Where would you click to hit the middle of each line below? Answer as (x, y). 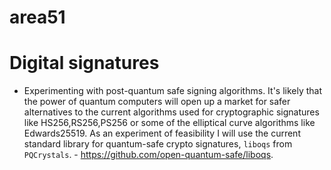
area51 (37, 17)
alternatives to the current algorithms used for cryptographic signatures (171, 112)
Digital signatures (84, 63)
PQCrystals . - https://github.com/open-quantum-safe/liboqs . (148, 155)
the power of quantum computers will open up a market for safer (157, 102)
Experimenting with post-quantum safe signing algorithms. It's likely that (173, 91)
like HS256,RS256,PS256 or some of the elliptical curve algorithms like (169, 123)
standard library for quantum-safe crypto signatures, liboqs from (158, 144)
